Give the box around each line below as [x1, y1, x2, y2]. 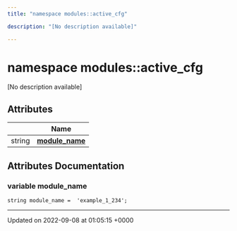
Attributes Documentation [7, 160, 125, 172]
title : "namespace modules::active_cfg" [7, 10, 128, 18]
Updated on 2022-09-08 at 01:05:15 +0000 [7, 216, 134, 224]
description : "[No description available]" [7, 23, 138, 30]
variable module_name [7, 181, 87, 191]
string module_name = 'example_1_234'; [7, 196, 128, 204]
